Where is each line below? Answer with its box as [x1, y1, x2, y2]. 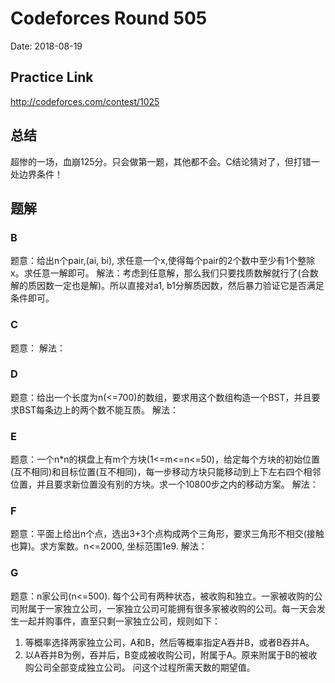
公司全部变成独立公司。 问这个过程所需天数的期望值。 [33, 661, 256, 673]
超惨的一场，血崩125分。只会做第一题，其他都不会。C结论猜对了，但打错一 [10, 155, 320, 167]
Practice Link [10, 69, 94, 86]
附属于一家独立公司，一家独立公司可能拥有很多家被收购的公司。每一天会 [18, 602, 317, 614]
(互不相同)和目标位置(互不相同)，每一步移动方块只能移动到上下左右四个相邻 [10, 466, 322, 478]
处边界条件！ [10, 168, 63, 180]
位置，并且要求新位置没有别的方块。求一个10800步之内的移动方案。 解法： [10, 478, 319, 491]
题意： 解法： [10, 342, 66, 354]
